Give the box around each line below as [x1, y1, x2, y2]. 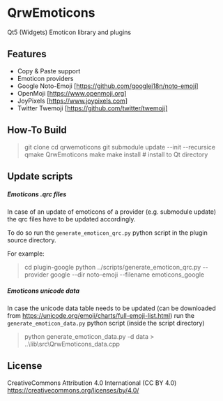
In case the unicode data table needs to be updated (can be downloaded [7, 304, 216, 312]
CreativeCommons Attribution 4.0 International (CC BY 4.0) [7, 379, 177, 387]
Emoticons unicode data [7, 286, 80, 295]
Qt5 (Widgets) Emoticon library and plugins [7, 28, 131, 36]
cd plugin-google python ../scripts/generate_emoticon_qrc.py [24, 263, 201, 271]
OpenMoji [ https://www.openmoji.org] [17, 89, 127, 97]
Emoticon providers [17, 74, 74, 82]
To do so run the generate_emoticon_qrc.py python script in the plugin [7, 228, 208, 237]
